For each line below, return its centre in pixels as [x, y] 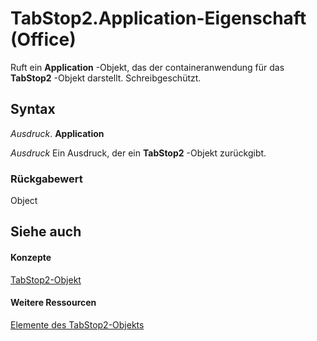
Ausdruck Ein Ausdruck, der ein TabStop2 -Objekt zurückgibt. [138, 153]
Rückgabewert [46, 179]
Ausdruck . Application [57, 133]
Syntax [33, 109]
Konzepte [31, 258]
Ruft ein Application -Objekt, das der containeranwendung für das [147, 67]
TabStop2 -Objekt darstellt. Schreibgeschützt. [106, 78]
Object [24, 201]
